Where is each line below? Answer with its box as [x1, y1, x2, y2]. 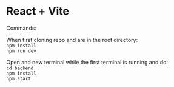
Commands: [6, 24, 37, 32]
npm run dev [6, 47, 36, 54]
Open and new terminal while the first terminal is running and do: [6, 58, 169, 66]
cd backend [6, 65, 34, 71]
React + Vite [6, 4, 70, 18]
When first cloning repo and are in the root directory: [6, 36, 138, 43]
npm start [6, 75, 32, 82]
